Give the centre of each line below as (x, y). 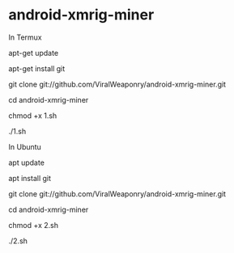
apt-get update (34, 53)
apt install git (30, 178)
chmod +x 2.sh (34, 225)
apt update (26, 162)
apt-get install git (37, 68)
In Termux (25, 37)
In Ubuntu (25, 146)
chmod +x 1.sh (33, 116)
